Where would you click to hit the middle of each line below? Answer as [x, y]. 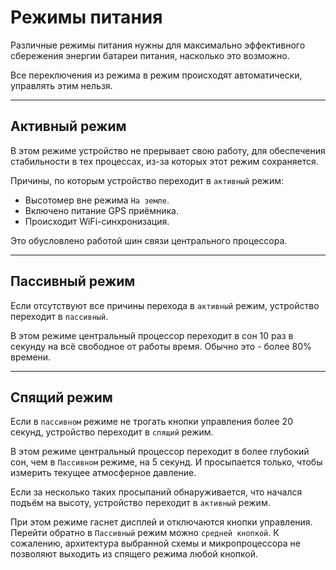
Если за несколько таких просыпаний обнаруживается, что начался [156, 492]
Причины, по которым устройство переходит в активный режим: [147, 180]
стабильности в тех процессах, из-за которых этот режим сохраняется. [164, 161]
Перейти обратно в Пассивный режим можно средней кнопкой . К [145, 533]
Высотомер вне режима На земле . [97, 200]
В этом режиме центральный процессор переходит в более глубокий [160, 452]
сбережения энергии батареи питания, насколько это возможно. [150, 55]
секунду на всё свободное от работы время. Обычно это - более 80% [161, 346]
